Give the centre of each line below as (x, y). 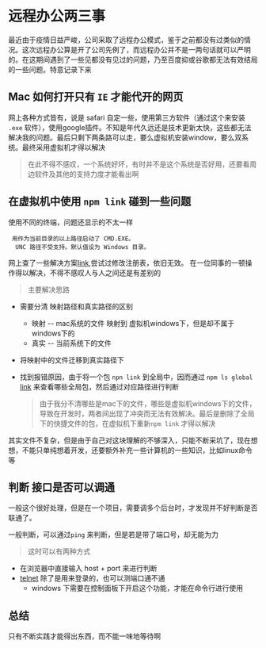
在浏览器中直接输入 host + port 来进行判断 (88, 569)
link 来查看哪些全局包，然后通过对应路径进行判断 (99, 386)
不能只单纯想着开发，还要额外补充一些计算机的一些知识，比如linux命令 (137, 450)
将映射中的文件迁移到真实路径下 (72, 360)
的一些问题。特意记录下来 (50, 69)
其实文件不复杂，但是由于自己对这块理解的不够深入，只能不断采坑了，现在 (129, 440)
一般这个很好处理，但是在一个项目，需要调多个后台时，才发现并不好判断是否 (133, 508)
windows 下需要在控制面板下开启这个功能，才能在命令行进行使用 (137, 589)
